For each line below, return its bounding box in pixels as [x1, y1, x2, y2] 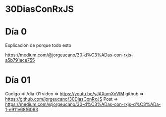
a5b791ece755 [5, 57, 35, 63]
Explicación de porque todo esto [5, 42, 72, 48]
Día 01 [5, 75, 31, 86]
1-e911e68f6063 [5, 107, 38, 113]
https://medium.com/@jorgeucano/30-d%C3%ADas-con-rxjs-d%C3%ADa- [5, 101, 161, 107]
